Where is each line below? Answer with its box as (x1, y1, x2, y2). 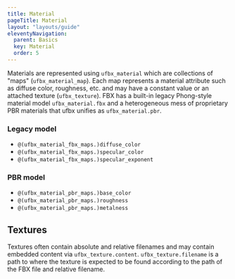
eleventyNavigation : (7, 30, 68, 37)
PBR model (7, 173, 46, 182)
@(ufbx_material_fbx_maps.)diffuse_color (17, 142, 141, 149)
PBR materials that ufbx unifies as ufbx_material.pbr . (7, 106, 162, 115)
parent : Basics (13, 37, 58, 44)
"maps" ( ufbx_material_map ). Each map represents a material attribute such (7, 76, 227, 85)
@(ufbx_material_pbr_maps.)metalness (17, 205, 129, 212)
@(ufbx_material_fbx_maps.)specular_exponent (17, 156, 153, 163)
